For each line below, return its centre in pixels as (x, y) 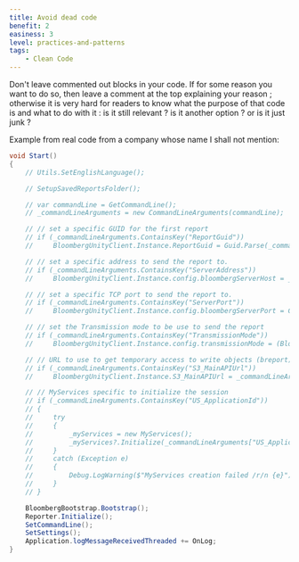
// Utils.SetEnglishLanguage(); (85, 172)
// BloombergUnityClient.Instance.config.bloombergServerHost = (155, 278)
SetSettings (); (53, 533)
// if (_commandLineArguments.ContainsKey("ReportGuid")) (135, 237)
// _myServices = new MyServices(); (109, 434)
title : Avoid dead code (53, 17)
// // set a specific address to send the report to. (127, 261)
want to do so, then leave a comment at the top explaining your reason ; (141, 94)
